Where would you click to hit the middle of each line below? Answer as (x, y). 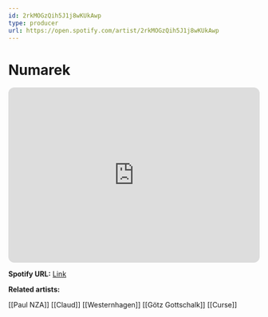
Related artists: (34, 290)
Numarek (39, 70)
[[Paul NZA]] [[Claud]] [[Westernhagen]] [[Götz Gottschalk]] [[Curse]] (123, 305)
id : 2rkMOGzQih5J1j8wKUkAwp (55, 16)
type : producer (33, 23)
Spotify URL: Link (37, 274)
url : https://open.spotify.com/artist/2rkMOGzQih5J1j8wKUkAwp (114, 30)
